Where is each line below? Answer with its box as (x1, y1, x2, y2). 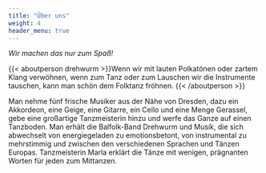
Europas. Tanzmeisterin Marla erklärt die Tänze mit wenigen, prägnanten (8, 147, 248, 157)
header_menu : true (8, 26, 70, 34)
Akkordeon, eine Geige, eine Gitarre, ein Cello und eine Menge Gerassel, (8, 105, 248, 115)
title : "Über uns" (8, 11, 70, 20)
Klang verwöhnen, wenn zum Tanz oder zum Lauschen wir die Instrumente (8, 73, 256, 82)
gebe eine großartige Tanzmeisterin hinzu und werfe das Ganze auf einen (8, 114, 252, 123)
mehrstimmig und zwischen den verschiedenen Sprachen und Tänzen (8, 139, 240, 149)
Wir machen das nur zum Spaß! (8, 49, 114, 58)
